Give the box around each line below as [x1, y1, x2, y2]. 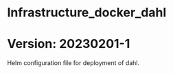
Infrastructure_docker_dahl [7, 5, 167, 21]
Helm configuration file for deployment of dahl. [7, 59, 139, 67]
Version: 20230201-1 [7, 36, 130, 52]
